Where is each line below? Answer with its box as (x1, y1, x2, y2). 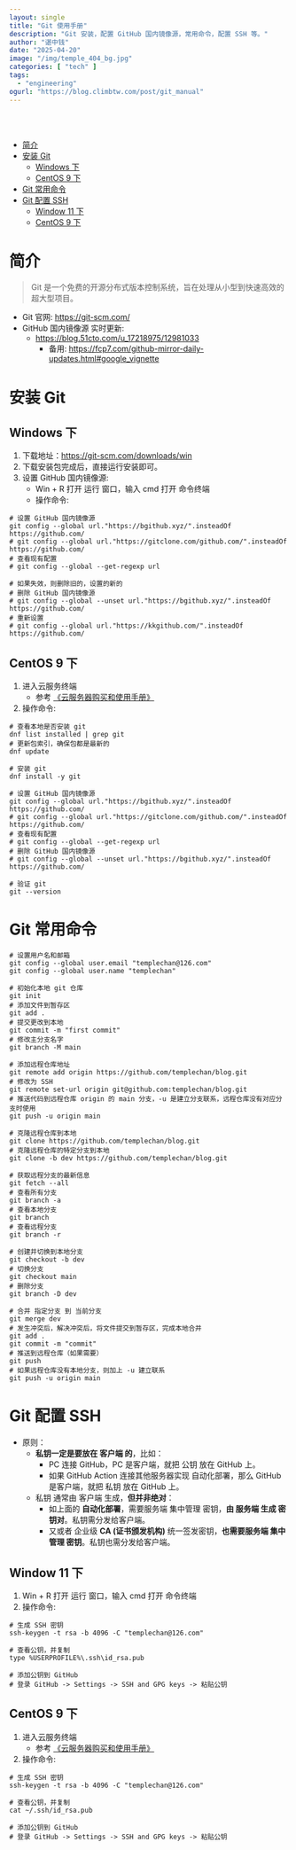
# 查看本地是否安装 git (9, 722, 87, 731)
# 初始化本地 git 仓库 (9, 984, 84, 993)
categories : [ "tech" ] (9, 63, 97, 72)
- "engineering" (17, 79, 77, 88)
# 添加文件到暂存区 (9, 1001, 71, 1011)
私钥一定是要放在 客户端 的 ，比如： (35, 1448, 164, 1459)
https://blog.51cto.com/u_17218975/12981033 (35, 333, 199, 344)
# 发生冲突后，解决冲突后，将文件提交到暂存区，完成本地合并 (9, 1324, 202, 1333)
